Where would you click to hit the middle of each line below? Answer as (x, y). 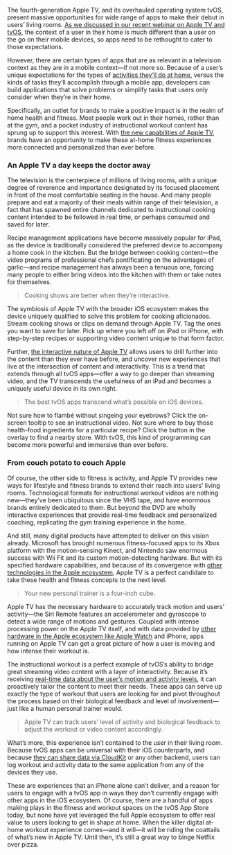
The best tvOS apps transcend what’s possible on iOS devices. (114, 402)
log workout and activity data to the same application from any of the (106, 764)
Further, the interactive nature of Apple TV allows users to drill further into (113, 352)
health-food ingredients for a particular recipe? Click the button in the (106, 430)
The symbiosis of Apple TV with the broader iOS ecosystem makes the (108, 309)
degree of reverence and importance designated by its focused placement (113, 188)
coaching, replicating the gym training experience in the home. (97, 522)
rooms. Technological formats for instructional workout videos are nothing (113, 493)
